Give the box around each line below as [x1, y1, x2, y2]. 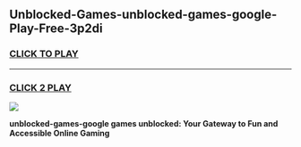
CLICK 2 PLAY [9, 81, 72, 94]
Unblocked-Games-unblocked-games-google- [9, 7, 278, 22]
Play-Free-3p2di [9, 21, 103, 37]
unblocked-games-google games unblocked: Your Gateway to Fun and [9, 118, 279, 128]
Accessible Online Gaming [9, 127, 110, 138]
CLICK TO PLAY [9, 48, 79, 61]
